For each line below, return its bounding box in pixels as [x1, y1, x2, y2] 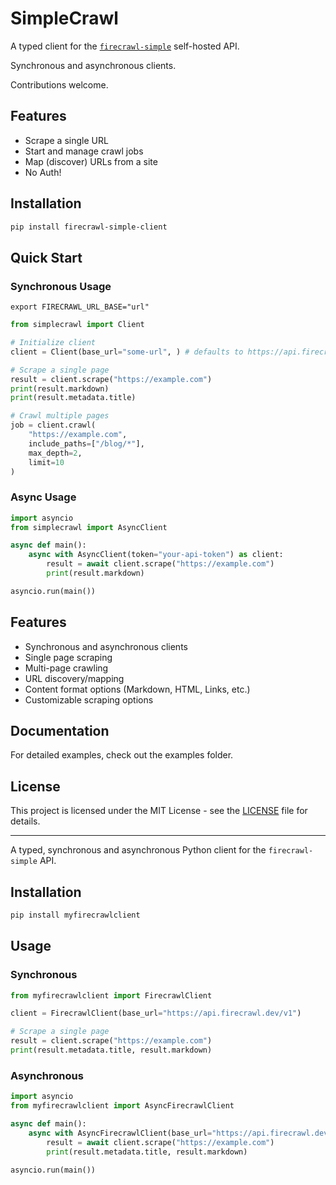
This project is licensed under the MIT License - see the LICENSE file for [10, 805, 308, 817]
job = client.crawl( [10, 420, 97, 431]
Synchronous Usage [10, 279, 112, 293]
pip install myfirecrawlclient [10, 910, 141, 921]
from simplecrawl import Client [10, 320, 145, 330]
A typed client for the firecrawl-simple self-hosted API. [10, 40, 240, 52]
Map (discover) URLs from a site [24, 155, 158, 167]
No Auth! [24, 166, 62, 178]
